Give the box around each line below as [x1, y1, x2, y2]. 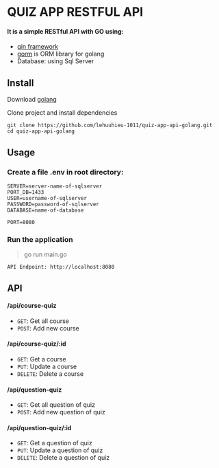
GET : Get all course [16, 317, 70, 325]
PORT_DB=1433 [7, 188, 44, 196]
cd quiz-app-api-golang [7, 128, 75, 135]
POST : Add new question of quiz [16, 408, 106, 416]
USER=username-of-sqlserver [7, 194, 88, 201]
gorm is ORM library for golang [16, 49, 105, 58]
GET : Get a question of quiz [16, 439, 92, 447]
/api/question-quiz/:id [7, 423, 72, 432]
